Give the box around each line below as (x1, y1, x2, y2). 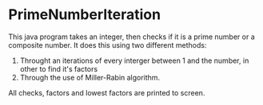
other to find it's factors (19, 64, 98, 73)
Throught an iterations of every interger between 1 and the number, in (19, 56, 249, 65)
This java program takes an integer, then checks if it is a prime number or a (8, 32, 255, 41)
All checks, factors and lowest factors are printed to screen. (8, 87, 205, 97)
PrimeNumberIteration (8, 6, 161, 24)
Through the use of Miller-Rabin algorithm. (19, 72, 161, 82)
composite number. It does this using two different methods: (8, 40, 207, 49)
